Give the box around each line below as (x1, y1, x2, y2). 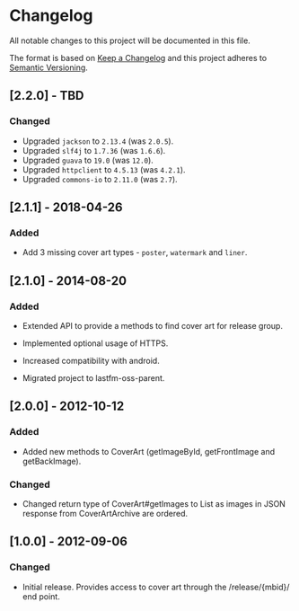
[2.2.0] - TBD (9, 88, 84, 103)
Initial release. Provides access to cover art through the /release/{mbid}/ (22, 581, 290, 592)
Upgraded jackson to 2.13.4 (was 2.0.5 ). (22, 136, 174, 146)
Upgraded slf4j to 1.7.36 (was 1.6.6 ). (22, 145, 166, 155)
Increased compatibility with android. (22, 356, 160, 366)
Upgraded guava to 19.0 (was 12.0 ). (22, 155, 154, 165)
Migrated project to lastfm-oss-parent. (22, 373, 165, 383)
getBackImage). (22, 456, 82, 466)
